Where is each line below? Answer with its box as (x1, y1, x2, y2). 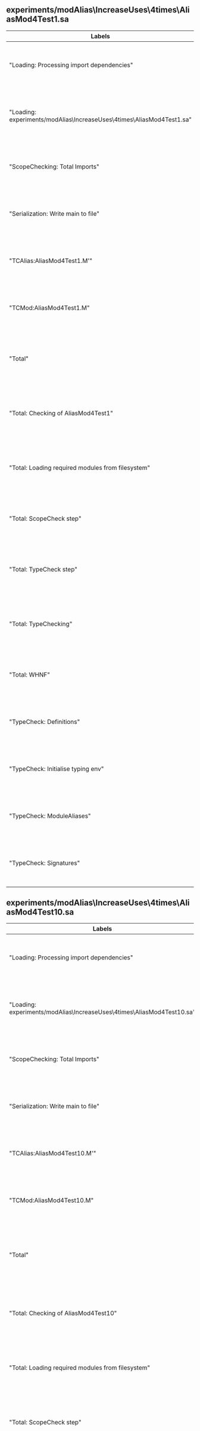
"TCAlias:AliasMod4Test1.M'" (9, 256, 93, 265)
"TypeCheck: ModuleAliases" (9, 812, 91, 820)
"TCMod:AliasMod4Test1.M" (9, 304, 90, 312)
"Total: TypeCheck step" (9, 565, 77, 573)
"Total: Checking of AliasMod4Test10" (9, 1309, 117, 1317)
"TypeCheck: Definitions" (9, 717, 80, 726)
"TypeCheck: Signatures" (9, 858, 80, 867)
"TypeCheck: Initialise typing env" (9, 765, 104, 773)
